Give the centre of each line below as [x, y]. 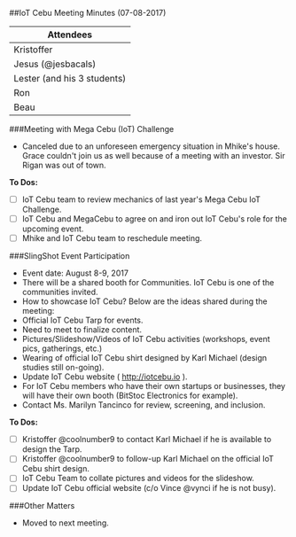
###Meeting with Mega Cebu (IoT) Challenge [92, 129]
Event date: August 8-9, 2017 [75, 273]
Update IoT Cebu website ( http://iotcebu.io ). [105, 377]
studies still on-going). [63, 368]
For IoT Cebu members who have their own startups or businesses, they [154, 386]
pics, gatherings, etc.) [62, 348]
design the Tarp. [52, 449]
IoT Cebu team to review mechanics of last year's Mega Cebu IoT [141, 199]
